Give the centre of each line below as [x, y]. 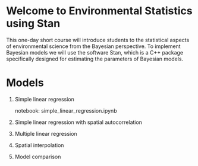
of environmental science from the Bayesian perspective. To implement [93, 46]
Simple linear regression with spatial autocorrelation [78, 122]
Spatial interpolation [39, 145]
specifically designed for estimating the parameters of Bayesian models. [95, 59]
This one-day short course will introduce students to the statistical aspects [98, 40]
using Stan [33, 23]
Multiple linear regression [46, 133]
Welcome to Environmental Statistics [99, 11]
